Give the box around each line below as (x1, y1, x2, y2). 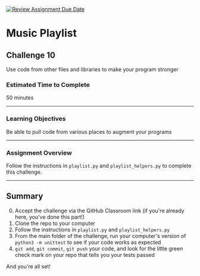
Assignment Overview (6, 149, 73, 157)
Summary (6, 191, 43, 202)
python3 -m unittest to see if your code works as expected (14, 239, 161, 246)
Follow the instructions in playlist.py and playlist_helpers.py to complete (6, 162, 192, 169)
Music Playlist (6, 27, 77, 40)
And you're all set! (6, 262, 51, 270)
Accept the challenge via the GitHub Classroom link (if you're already (14, 207, 185, 214)
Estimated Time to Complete (6, 80, 90, 89)
